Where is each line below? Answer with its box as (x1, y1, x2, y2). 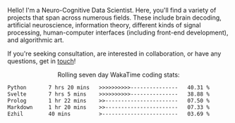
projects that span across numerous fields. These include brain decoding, (7, 13, 222, 22)
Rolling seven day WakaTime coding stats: (57, 70, 180, 79)
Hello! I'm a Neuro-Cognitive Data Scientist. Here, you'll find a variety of (7, 6, 217, 14)
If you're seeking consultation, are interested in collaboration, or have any (7, 49, 222, 58)
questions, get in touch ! (7, 57, 76, 65)
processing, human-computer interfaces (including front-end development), (7, 28, 229, 37)
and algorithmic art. (7, 36, 65, 44)
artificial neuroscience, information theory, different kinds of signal (7, 21, 201, 29)
